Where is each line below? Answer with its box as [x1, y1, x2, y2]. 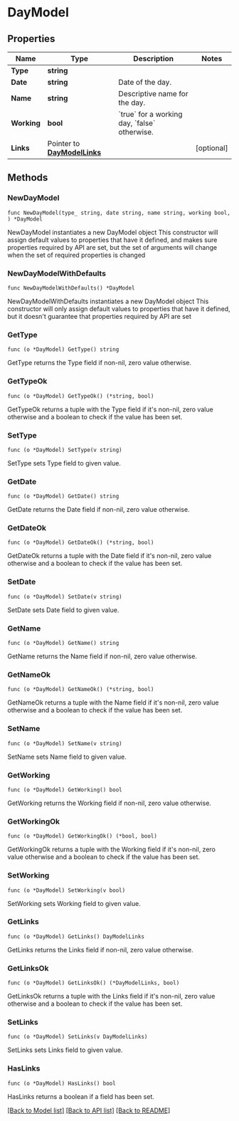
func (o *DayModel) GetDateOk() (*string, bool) [7, 539, 154, 547]
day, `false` [118, 118, 156, 128]
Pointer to [47, 139, 80, 148]
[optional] [195, 143, 228, 153]
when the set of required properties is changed [7, 251, 146, 259]
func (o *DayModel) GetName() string [7, 640, 119, 647]
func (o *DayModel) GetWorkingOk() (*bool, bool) [7, 833, 158, 840]
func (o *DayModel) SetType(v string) [7, 446, 122, 453]
